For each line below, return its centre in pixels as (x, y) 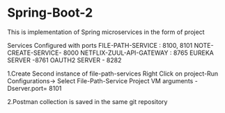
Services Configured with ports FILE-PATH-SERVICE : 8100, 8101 (100, 45)
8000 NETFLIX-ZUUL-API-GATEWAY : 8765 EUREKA (139, 53)
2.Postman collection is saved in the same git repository (87, 101)
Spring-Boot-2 (50, 13)
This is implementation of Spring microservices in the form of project (106, 32)
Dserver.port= (27, 88)
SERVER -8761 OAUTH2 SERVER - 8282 (64, 60)
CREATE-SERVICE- (34, 53)
